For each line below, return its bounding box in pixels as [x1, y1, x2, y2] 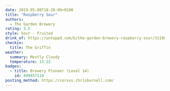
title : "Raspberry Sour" [5, 12, 58, 17]
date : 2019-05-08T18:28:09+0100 [5, 7, 73, 13]
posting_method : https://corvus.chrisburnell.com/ [5, 78, 114, 83]
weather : [5, 50, 24, 55]
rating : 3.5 [5, 26, 30, 31]
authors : [5, 17, 24, 22]
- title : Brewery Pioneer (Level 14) [10, 69, 90, 74]
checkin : [5, 40, 24, 45]
